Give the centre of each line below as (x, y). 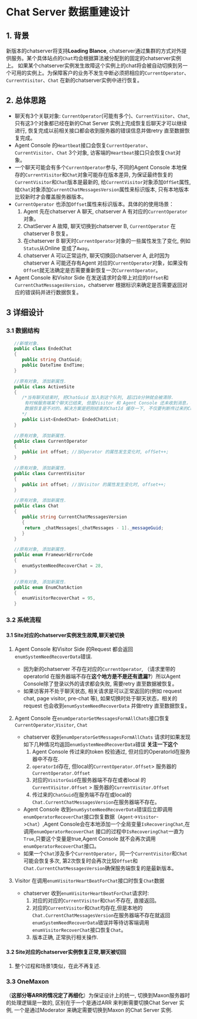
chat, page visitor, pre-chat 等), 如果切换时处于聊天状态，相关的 (100, 699)
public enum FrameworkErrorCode (53, 555)
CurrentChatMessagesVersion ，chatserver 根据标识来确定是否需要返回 (98, 285)
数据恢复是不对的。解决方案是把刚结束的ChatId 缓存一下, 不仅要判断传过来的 (106, 409)
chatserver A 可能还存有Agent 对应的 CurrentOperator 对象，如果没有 (106, 263)
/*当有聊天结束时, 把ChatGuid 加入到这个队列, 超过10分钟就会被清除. (98, 397)
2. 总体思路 (26, 101)
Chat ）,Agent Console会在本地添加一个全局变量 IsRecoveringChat (105, 824)
